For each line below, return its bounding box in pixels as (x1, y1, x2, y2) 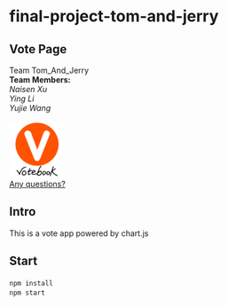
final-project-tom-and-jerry (9, 6, 219, 27)
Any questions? (9, 179, 67, 189)
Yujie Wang (9, 103, 51, 113)
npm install (9, 279, 53, 287)
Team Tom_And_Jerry (9, 65, 90, 75)
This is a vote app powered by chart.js (9, 228, 149, 239)
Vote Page (9, 42, 67, 57)
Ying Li (9, 93, 35, 104)
